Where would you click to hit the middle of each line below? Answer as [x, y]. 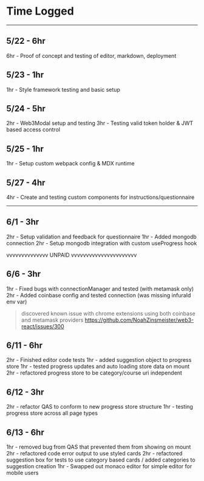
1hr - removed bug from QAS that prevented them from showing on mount [99, 447]
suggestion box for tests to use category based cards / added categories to [101, 460]
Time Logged [40, 11]
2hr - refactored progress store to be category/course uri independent [94, 373]
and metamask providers [52, 320]
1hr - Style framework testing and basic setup [63, 89]
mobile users [22, 473]
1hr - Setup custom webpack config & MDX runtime [70, 164]
